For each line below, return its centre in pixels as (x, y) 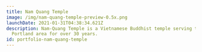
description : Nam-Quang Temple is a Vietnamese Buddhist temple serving (99, 28)
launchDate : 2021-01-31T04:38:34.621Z (55, 23)
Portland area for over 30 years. (55, 34)
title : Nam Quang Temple (37, 12)
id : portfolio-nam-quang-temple (47, 39)
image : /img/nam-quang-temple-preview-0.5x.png (67, 17)
